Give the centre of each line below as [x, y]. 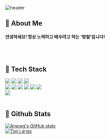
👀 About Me [24, 23]
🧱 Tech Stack [26, 69]
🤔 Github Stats [28, 114]
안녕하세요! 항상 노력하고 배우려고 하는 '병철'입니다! [55, 36]
